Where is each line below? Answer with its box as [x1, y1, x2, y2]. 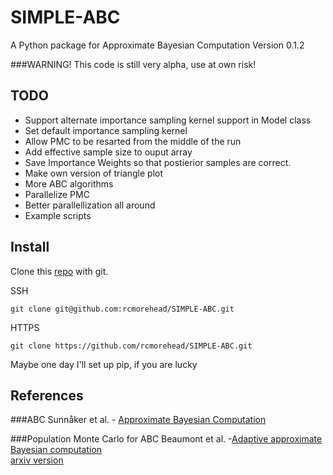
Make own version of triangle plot [24, 167, 164, 179]
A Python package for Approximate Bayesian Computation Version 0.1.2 [10, 39, 305, 51]
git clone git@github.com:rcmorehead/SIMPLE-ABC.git [10, 304, 235, 314]
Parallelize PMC [24, 188, 90, 200]
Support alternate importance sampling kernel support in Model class [24, 114, 312, 126]
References [10, 387, 84, 404]
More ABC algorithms [24, 177, 114, 190]
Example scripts [24, 209, 92, 221]
